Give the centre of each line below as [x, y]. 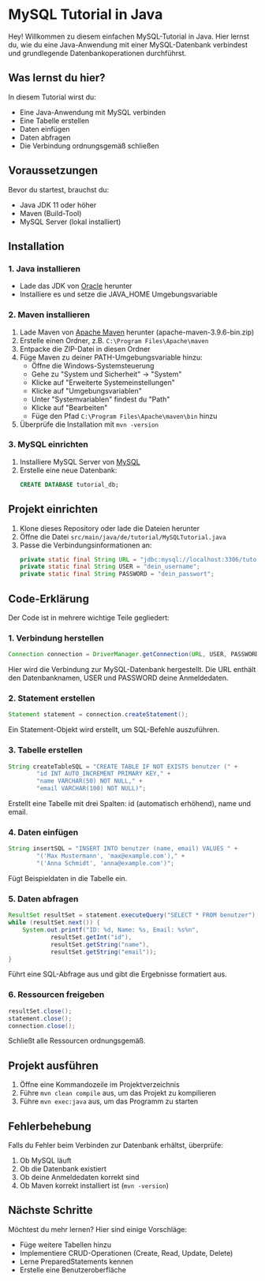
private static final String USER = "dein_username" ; [110, 567]
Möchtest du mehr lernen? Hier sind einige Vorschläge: [98, 1229]
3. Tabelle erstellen [45, 750]
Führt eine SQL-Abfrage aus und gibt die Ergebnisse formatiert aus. [118, 974]
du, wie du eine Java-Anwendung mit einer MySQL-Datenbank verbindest [128, 44]
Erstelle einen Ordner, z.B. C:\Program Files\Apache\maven [114, 340]
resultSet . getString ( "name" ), [100, 944]
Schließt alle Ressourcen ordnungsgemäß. [77, 1041]
